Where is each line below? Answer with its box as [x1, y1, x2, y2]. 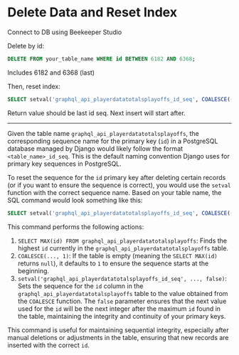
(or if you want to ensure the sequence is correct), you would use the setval [7, 181, 231, 189]
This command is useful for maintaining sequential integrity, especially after [7, 325, 229, 334]
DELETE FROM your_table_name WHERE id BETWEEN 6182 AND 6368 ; [7, 55, 196, 63]
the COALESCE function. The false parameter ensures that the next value [17, 297, 227, 305]
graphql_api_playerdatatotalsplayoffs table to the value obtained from [17, 289, 228, 297]
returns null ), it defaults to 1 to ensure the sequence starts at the [17, 259, 209, 267]
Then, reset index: [7, 82, 60, 90]
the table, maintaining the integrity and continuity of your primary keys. [17, 312, 226, 320]
